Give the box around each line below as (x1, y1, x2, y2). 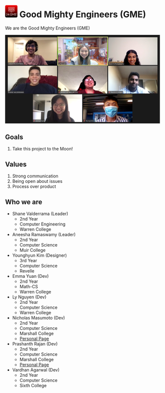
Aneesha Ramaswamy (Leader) (12, 232, 76, 238)
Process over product (12, 184, 56, 190)
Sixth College (19, 383, 47, 389)
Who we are (5, 197, 43, 206)
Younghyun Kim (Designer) (12, 252, 67, 258)
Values (5, 160, 27, 169)
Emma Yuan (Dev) (12, 273, 49, 279)
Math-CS (19, 284, 38, 290)
